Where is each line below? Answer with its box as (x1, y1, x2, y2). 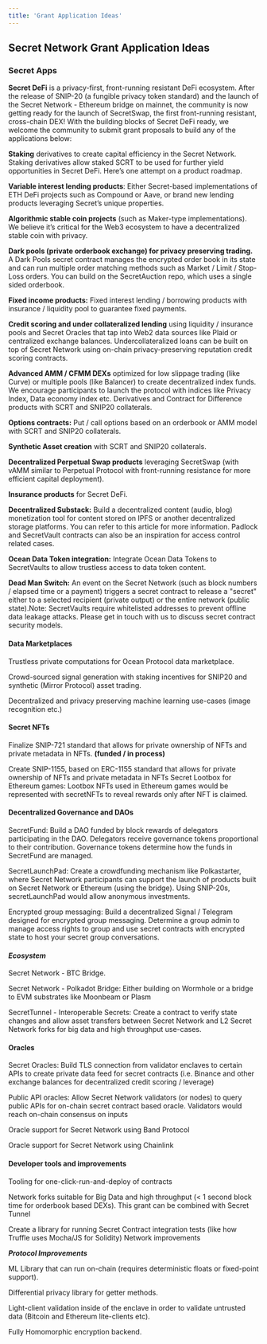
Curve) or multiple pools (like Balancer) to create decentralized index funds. (8, 377, 257, 387)
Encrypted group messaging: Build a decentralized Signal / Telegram (8, 907, 233, 916)
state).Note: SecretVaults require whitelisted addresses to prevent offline (8, 604, 246, 613)
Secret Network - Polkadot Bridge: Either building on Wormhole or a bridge (8, 984, 253, 994)
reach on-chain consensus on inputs (8, 1110, 129, 1119)
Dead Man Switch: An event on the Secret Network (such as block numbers (8, 578, 257, 588)
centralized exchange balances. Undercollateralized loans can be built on (8, 336, 249, 346)
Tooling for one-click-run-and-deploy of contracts (8, 1176, 172, 1186)
